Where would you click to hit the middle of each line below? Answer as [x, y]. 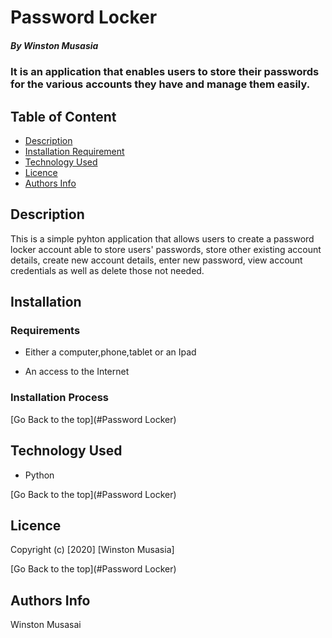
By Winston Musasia [54, 45]
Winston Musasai [46, 625]
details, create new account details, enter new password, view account [156, 260]
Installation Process [59, 398]
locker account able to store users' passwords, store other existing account [166, 249]
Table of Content [63, 116]
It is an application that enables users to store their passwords [165, 72]
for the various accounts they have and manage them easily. [160, 84]
